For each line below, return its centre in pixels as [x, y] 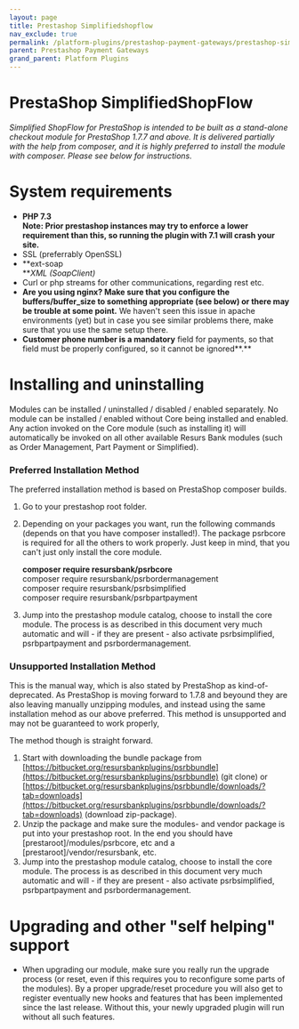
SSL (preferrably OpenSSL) [72, 253]
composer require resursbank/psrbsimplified [104, 589]
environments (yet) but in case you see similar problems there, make [148, 320]
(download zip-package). [131, 815]
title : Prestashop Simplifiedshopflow [81, 26]
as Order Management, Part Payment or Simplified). [104, 446]
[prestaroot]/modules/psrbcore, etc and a [98, 843]
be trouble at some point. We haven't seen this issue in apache [138, 310]
